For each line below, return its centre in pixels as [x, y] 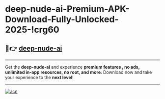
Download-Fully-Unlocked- [62, 19]
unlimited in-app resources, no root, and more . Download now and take [79, 72]
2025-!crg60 [32, 30]
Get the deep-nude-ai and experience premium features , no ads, [72, 67]
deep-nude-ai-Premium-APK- [67, 9]
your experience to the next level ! [39, 77]
